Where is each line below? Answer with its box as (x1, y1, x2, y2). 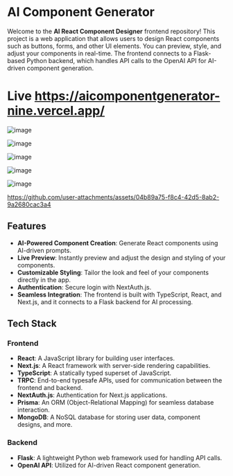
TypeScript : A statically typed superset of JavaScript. (17, 369, 172, 378)
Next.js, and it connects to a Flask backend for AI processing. (17, 297, 193, 306)
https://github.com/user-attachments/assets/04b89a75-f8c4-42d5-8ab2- (7, 193, 220, 201)
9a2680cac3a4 (7, 200, 51, 209)
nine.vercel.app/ (7, 103, 105, 118)
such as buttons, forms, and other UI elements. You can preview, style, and (7, 42, 222, 50)
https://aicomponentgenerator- (34, 88, 221, 104)
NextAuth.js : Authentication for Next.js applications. (17, 391, 168, 399)
